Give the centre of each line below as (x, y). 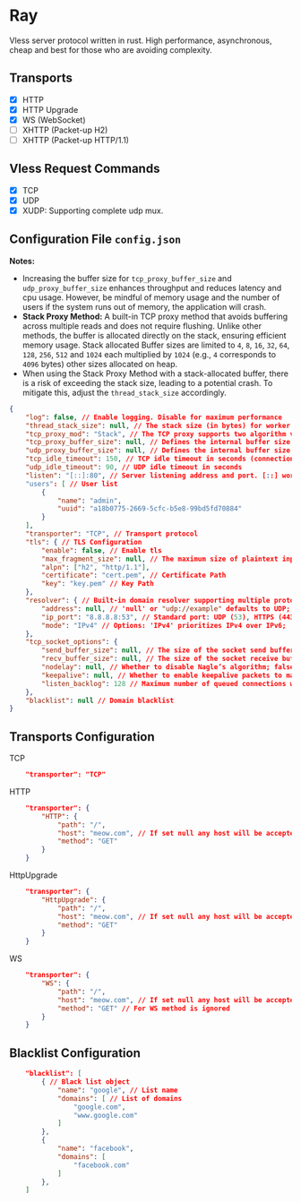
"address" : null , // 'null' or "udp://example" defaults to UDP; (166, 609)
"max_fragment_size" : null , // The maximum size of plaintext (160, 559)
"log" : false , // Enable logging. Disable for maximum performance (154, 417)
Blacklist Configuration (75, 1053)
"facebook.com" (101, 1165)
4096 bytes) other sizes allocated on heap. (100, 364)
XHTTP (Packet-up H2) (65, 130)
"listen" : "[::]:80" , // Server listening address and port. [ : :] (152, 476)
